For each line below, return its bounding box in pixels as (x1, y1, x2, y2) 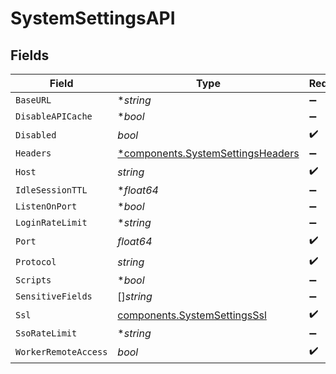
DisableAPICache (15, 111, 93, 122)
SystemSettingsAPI (10, 7, 176, 30)
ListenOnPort (15, 201, 78, 212)
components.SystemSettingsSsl (117, 308, 267, 322)
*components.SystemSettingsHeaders (117, 147, 300, 160)
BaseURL (15, 95, 52, 106)
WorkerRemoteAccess (15, 346, 108, 357)
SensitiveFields (15, 291, 93, 302)
